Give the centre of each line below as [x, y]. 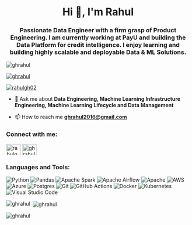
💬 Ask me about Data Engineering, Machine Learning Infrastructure [97, 99]
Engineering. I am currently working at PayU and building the [98, 37]
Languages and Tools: [38, 167]
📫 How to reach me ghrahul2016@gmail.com [71, 117]
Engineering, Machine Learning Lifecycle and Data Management [94, 105]
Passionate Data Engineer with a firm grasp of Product [98, 30]
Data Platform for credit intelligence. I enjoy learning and [98, 45]
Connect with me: [32, 134]
